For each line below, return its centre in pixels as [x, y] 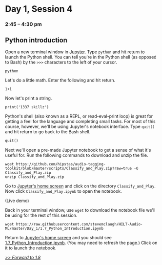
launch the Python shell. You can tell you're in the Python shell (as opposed [81, 57]
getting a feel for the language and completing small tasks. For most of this [80, 121]
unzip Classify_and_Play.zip [35, 177]
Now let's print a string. [29, 98]
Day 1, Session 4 [39, 9]
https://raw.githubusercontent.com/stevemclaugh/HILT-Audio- [79, 224]
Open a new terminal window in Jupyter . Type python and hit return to [75, 52]
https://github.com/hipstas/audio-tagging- [61, 164]
